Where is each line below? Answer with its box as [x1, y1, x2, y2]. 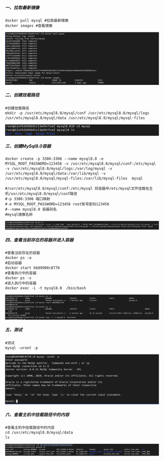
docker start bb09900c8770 [5, 265, 60, 271]
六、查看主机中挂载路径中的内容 [5, 411, 69, 417]
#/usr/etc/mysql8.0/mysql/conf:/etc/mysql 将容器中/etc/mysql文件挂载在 [5, 186, 150, 191]
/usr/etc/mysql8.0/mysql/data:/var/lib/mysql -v [5, 171, 106, 176]
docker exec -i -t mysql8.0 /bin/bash [5, 286, 86, 291]
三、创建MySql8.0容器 [5, 143, 51, 149]
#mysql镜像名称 [5, 212, 33, 217]
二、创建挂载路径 [5, 92, 40, 98]
